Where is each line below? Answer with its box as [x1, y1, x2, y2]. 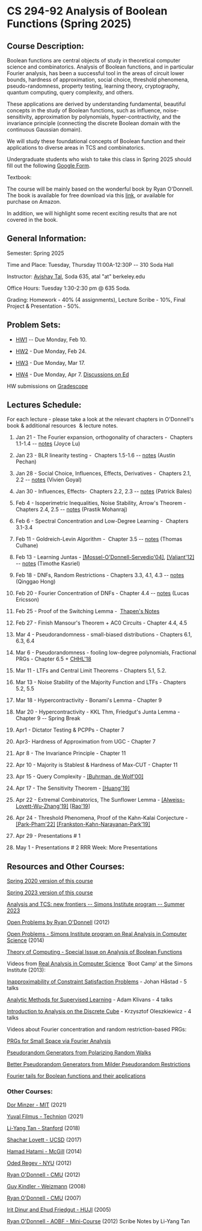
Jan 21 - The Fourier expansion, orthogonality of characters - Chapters [15, 434, 193, 441]
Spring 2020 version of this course [7, 878, 93, 885]
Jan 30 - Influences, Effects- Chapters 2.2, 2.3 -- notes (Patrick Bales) [15, 488, 192, 495]
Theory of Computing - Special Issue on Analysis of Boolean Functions [7, 948, 183, 956]
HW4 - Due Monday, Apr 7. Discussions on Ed [15, 371, 129, 378]
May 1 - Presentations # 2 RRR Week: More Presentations [15, 844, 158, 851]
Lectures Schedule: [7, 400, 82, 410]
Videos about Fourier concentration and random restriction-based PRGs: [7, 1026, 187, 1033]
